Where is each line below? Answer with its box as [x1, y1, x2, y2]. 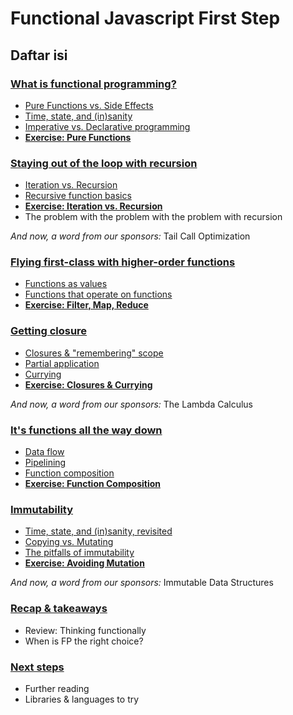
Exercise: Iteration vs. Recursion [24, 200, 163, 212]
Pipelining [24, 457, 67, 469]
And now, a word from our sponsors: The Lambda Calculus [10, 398, 254, 410]
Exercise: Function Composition [24, 478, 161, 490]
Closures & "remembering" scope [24, 347, 164, 359]
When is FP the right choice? [24, 635, 144, 647]
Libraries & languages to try [24, 693, 140, 705]
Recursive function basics [24, 190, 132, 202]
